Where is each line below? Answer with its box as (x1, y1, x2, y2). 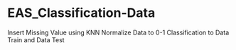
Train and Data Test (7, 35, 65, 44)
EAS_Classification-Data (7, 5, 156, 21)
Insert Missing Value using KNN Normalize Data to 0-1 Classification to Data (7, 28, 230, 37)
